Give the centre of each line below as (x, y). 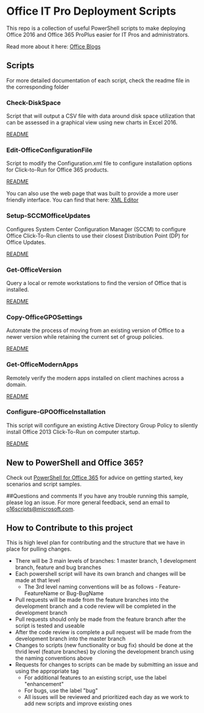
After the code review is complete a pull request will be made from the (103, 632)
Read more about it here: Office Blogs (54, 46)
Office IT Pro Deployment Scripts (91, 11)
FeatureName (41, 593)
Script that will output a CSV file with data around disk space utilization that (101, 116)
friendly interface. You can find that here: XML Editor (72, 200)
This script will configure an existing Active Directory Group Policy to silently (102, 425)
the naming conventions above (54, 658)
